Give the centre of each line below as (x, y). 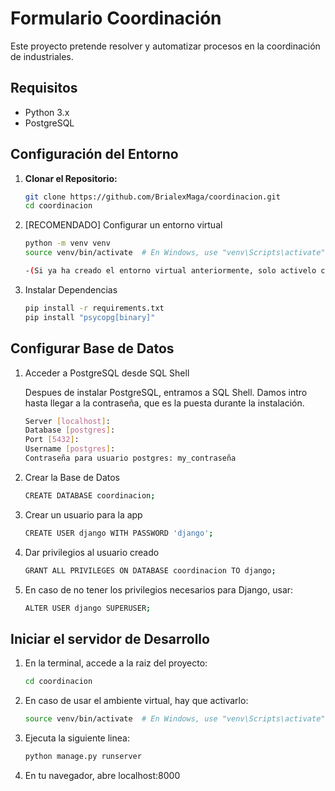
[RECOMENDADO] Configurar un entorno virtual (123, 225)
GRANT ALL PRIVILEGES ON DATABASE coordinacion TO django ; (150, 570)
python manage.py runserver (83, 756)
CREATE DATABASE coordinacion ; (90, 495)
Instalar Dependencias (71, 289)
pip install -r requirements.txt (94, 308)
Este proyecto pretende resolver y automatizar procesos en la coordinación (165, 46)
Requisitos (44, 88)
